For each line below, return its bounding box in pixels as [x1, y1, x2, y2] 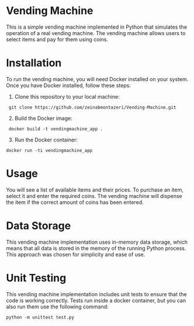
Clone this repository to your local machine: [14, 93, 120, 100]
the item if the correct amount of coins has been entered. [6, 199, 144, 206]
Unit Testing [6, 271, 67, 285]
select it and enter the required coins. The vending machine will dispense [6, 192, 182, 199]
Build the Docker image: [14, 115, 73, 122]
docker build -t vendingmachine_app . [8, 126, 103, 132]
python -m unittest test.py [6, 314, 75, 320]
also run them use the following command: [6, 303, 109, 310]
